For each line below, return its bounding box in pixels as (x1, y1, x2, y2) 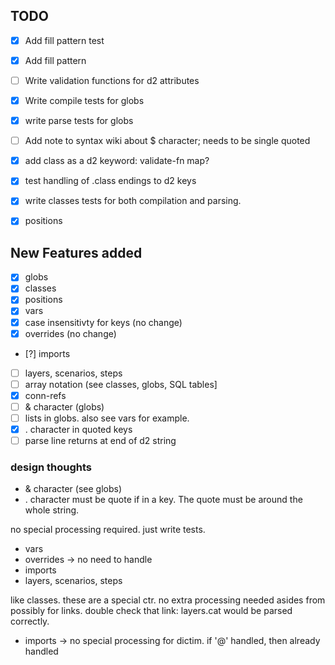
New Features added (10, 244, 143, 261)
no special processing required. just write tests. (10, 524, 206, 536)
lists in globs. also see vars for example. (24, 412, 190, 424)
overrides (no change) (24, 327, 117, 339)
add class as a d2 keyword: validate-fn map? (24, 155, 210, 167)
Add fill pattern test (24, 34, 105, 46)
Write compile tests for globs (24, 95, 145, 106)
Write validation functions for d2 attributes (24, 74, 200, 86)
